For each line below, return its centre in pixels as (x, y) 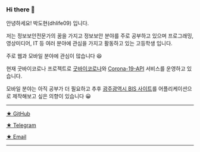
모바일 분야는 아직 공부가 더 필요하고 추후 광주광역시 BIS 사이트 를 (82, 89)
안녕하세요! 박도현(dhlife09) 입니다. (48, 23)
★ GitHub (18, 114)
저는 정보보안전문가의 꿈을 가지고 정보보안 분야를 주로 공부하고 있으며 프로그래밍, (100, 36)
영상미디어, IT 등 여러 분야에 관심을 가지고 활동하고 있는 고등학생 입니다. (89, 44)
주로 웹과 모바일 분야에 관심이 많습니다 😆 (54, 56)
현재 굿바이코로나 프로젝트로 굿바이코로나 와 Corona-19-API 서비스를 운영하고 (96, 69)
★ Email (16, 137)
